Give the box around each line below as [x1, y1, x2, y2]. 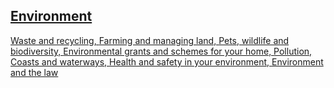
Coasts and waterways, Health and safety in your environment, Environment [10, 55, 324, 68]
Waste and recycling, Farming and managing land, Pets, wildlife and [10, 34, 290, 46]
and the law [10, 66, 59, 78]
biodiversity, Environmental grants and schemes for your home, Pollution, [10, 45, 313, 57]
